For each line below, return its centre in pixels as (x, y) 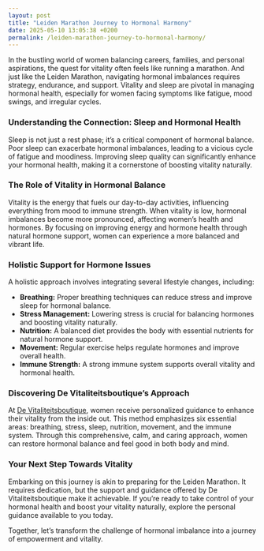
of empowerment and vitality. (56, 538)
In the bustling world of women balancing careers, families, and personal (126, 60)
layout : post (30, 15)
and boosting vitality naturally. (69, 322)
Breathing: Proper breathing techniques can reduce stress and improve (136, 298)
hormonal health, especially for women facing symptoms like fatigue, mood (130, 94)
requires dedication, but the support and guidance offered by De (113, 489)
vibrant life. (26, 244)
